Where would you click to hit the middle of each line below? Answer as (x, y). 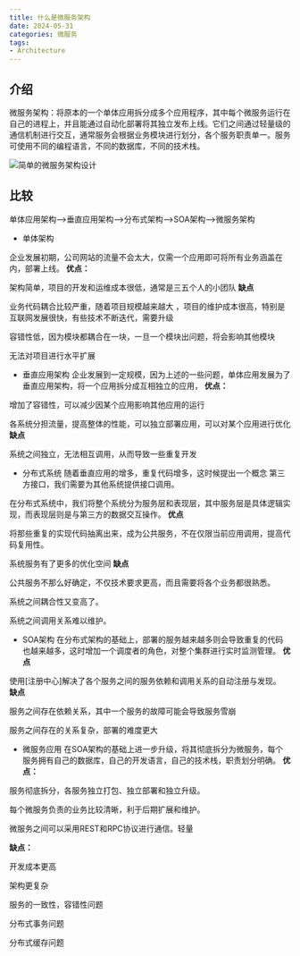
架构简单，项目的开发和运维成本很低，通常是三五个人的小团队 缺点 (132, 287)
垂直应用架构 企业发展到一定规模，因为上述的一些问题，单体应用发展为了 (156, 374)
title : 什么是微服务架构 (50, 17)
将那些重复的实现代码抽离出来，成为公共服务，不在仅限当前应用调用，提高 (146, 533)
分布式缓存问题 (37, 942)
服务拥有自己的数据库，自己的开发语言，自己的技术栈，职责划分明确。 (151, 760)
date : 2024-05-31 (42, 26)
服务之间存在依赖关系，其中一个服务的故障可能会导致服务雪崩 (123, 711)
